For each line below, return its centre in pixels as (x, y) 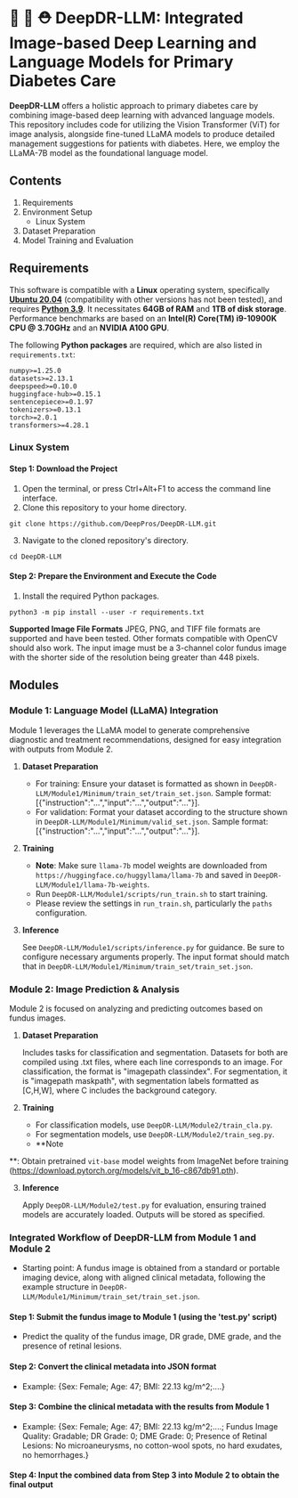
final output (31, 1485)
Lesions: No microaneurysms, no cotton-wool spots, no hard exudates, (152, 1445)
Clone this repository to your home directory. (104, 507)
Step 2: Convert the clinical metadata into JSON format (113, 1366)
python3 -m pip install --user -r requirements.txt (107, 612)
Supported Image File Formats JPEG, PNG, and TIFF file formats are (135, 629)
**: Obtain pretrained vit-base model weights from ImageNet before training (149, 1160)
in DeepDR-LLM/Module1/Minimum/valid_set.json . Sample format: (152, 821)
